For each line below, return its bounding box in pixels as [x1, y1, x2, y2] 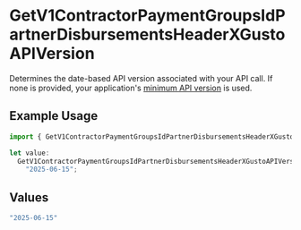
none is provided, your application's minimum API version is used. [9, 82, 253, 93]
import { [9, 132, 42, 141]
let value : [9, 149, 50, 158]
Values [9, 190, 49, 205]
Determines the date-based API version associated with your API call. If [9, 72, 273, 83]
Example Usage [9, 108, 99, 124]
